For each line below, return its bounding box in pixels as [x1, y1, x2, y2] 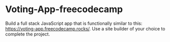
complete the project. [5, 31, 50, 37]
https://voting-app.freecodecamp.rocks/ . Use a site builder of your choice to [5, 25, 165, 31]
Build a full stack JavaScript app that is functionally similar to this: [5, 20, 143, 26]
